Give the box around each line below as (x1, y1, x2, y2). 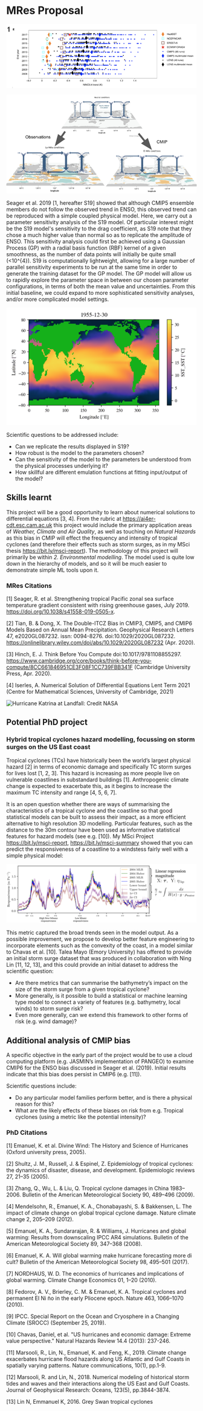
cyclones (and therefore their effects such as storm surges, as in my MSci (6, 540, 190, 547)
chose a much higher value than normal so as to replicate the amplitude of (6, 231, 192, 239)
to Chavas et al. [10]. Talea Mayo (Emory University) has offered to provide (6, 948, 192, 955)
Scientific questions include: (6, 1082, 77, 1090)
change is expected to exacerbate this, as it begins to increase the (6, 782, 172, 789)
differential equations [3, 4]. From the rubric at (6, 515, 122, 522)
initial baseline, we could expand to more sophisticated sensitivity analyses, (6, 289, 195, 296)
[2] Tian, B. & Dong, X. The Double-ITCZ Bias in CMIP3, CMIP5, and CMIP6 (6, 620, 192, 627)
